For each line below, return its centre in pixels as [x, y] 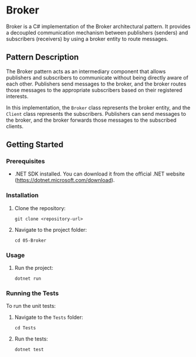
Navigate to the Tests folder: [49, 317]
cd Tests [25, 328]
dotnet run [28, 279]
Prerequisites [25, 162]
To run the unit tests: [31, 306]
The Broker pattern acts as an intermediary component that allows [86, 71]
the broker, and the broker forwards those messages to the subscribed [91, 120]
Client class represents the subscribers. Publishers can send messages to [96, 114]
